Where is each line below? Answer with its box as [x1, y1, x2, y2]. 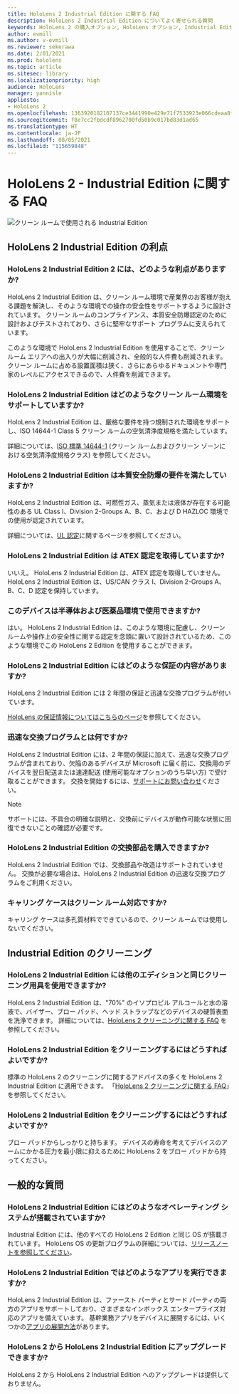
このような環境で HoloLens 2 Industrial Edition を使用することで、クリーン [7, 343, 225, 352]
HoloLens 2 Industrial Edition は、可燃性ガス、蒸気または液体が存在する [7, 498, 218, 507]
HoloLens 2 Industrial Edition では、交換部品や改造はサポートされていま [7, 860, 218, 869]
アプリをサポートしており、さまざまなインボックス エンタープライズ [19, 1304, 220, 1314]
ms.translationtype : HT [7, 122, 78, 130]
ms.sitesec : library [7, 70, 69, 77]
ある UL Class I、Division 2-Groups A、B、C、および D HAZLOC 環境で [19, 507, 229, 516]
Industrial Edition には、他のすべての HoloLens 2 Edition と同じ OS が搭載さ [7, 1230, 228, 1239]
